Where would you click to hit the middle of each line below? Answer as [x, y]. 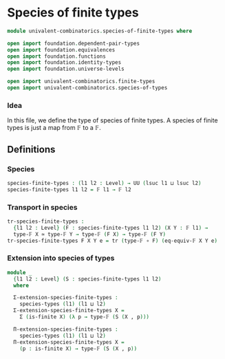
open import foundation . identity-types [64, 63]
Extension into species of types [61, 258]
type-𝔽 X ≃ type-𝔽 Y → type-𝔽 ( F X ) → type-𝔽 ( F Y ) [90, 234]
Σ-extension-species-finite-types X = [69, 311]
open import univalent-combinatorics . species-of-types [87, 88]
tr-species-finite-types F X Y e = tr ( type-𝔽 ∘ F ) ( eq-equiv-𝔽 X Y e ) [112, 241]
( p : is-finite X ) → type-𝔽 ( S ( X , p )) [78, 349]
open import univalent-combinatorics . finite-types [81, 81]
